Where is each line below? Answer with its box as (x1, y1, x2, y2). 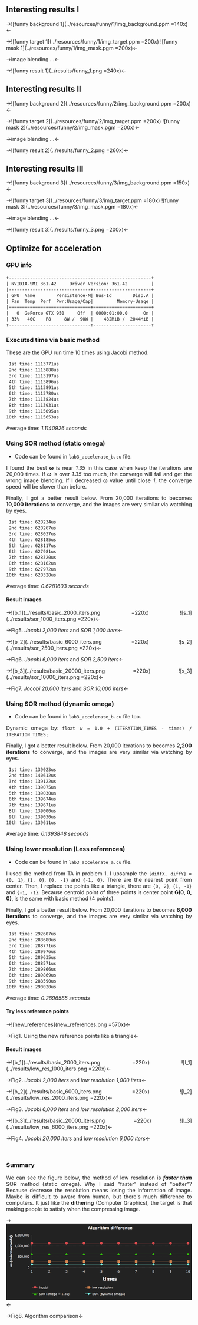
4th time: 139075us (8, 785, 57, 790)
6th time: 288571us (8, 960, 57, 966)
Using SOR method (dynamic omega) (6, 700, 114, 708)
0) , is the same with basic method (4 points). (6, 895, 115, 902)
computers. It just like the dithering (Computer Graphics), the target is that (6, 1199, 192, 1207)
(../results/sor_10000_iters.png (6, 673, 80, 680)
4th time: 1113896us (8, 379, 60, 385)
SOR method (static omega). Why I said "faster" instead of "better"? (6, 1181, 192, 1188)
